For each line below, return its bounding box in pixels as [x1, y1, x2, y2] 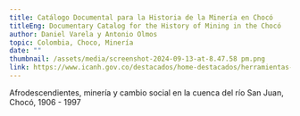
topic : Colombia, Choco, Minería [9, 37, 134, 47]
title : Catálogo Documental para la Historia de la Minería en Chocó [9, 12, 274, 22]
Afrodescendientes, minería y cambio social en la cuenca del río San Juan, [9, 87, 284, 98]
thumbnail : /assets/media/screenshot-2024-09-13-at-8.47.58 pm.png [9, 54, 266, 63]
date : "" [9, 46, 42, 55]
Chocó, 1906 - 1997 [9, 96, 82, 107]
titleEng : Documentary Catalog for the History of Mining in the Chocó [9, 21, 281, 30]
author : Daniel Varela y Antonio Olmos [9, 29, 158, 38]
